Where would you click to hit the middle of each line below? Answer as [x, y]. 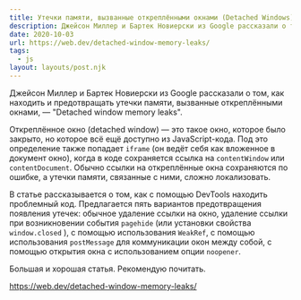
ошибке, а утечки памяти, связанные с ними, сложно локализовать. [140, 176]
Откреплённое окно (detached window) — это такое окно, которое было [148, 129]
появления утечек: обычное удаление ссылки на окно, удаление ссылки [149, 213]
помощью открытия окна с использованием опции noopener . [125, 251]
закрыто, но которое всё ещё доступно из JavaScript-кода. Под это [139, 139]
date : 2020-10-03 [42, 34]
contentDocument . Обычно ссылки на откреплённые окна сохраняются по [149, 167]
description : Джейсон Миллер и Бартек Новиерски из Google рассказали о [148, 26]
